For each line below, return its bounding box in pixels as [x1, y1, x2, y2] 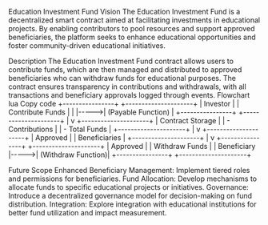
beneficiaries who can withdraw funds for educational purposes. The [8, 74, 236, 82]
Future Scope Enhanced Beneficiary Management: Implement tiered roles [8, 166, 250, 175]
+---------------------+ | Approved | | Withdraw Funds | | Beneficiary [27, 142, 256, 151]
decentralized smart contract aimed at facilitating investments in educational [8, 15, 261, 25]
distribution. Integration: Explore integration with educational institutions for [8, 199, 258, 209]
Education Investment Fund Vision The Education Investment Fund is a [8, 7, 241, 16]
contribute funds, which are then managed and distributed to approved [8, 65, 242, 74]
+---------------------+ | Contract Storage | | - [76, 116, 230, 125]
